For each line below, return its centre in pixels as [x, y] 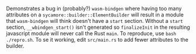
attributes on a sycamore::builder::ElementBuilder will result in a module [95, 15]
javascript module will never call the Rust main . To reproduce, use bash [91, 33]
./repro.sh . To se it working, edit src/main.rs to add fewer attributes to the [97, 40]
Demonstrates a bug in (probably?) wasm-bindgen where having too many [94, 9]
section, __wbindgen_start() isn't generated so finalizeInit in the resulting [98, 27]
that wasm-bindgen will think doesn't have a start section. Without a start [95, 21]
